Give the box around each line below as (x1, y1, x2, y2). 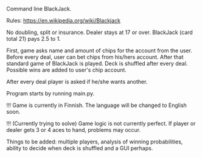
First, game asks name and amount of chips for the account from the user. (6, 47, 193, 54)
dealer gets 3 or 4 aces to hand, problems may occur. (6, 126, 141, 133)
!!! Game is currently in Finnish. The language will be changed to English (6, 101, 187, 109)
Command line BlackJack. (6, 5, 72, 12)
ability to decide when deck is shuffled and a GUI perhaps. (6, 145, 153, 151)
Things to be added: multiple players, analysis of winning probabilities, (6, 138, 183, 145)
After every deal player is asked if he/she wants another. (6, 78, 148, 85)
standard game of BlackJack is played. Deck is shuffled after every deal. (6, 60, 188, 67)
